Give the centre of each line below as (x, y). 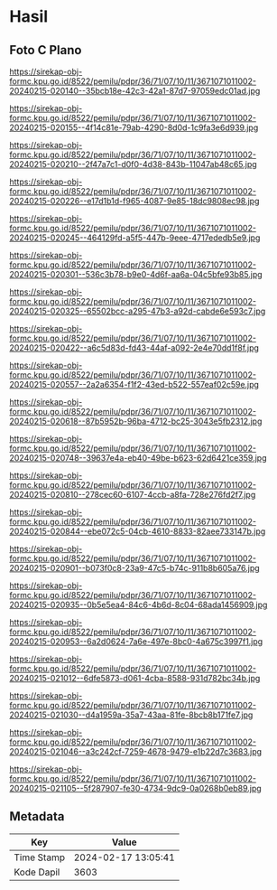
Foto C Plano (46, 50)
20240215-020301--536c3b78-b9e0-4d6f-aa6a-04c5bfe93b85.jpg (136, 274)
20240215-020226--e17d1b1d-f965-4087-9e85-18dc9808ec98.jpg (134, 201)
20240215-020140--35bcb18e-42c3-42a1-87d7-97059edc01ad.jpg (135, 91)
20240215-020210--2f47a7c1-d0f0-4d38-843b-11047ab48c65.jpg (133, 164)
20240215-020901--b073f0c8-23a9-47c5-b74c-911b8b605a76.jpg (134, 568)
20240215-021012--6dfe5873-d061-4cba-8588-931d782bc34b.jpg (135, 678)
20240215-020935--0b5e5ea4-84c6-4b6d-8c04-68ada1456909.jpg (138, 604)
